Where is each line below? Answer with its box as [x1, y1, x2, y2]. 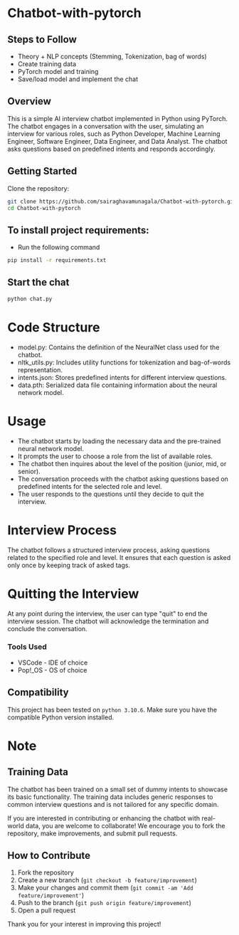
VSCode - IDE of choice [17, 658, 88, 667]
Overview [7, 95, 52, 107]
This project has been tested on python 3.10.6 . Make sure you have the [7, 705, 218, 714]
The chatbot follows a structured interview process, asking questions [7, 546, 211, 554]
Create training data [17, 60, 77, 68]
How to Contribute [7, 850, 91, 862]
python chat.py [7, 295, 53, 302]
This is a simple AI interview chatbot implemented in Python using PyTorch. [7, 114, 228, 122]
